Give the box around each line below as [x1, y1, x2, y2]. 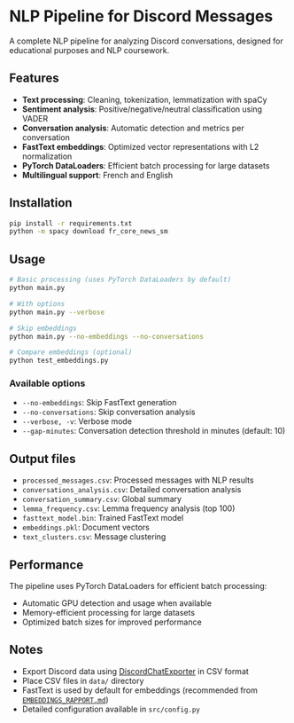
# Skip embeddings [9, 324, 77, 333]
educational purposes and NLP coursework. [9, 44, 170, 55]
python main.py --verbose [9, 308, 104, 317]
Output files [9, 451, 77, 467]
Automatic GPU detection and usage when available [21, 598, 213, 609]
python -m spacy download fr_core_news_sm [9, 227, 168, 236]
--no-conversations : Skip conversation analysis [21, 406, 196, 418]
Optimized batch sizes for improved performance [21, 617, 202, 627]
